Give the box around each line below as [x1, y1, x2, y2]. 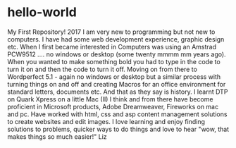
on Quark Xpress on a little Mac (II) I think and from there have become [7, 94, 213, 103]
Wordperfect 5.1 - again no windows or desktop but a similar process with [7, 72, 221, 81]
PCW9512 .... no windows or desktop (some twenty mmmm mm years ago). [7, 50, 227, 58]
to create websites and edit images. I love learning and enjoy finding [7, 117, 206, 125]
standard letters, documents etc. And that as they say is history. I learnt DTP [7, 87, 228, 96]
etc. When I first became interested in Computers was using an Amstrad [7, 42, 217, 51]
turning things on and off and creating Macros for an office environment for [7, 80, 226, 88]
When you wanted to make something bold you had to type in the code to [7, 57, 221, 66]
